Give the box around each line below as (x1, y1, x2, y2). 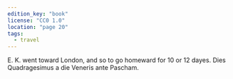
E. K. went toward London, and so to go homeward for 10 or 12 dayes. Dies (7, 56, 226, 64)
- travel (14, 37, 40, 44)
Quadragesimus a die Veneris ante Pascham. (7, 63, 139, 72)
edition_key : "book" (7, 10, 69, 18)
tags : (7, 30, 24, 37)
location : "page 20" (7, 23, 69, 30)
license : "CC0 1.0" (7, 17, 66, 24)
